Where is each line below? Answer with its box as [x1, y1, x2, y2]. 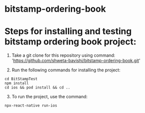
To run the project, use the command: [11, 94, 88, 100]
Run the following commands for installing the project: [11, 67, 121, 73]
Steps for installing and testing [4, 26, 132, 37]
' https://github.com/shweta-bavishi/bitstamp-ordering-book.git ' [11, 58, 141, 64]
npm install [4, 81, 29, 86]
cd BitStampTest [4, 77, 38, 82]
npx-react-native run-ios [4, 103, 57, 108]
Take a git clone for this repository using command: [11, 52, 116, 58]
